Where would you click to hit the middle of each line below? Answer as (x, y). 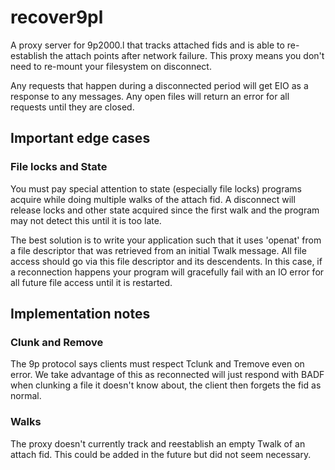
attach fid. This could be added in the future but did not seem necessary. (161, 454)
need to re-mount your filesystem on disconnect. (111, 66)
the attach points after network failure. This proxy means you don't (187, 55)
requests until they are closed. (72, 107)
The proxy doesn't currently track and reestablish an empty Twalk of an (158, 443)
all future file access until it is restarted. (91, 282)
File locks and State (59, 167)
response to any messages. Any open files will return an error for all (150, 96)
